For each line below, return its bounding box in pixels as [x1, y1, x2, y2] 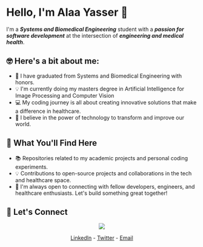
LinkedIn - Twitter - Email [70, 234, 133, 242]
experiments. [15, 163, 48, 171]
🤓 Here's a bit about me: [6, 56, 99, 66]
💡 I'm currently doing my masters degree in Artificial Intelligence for [15, 85, 185, 92]
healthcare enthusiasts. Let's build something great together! [15, 189, 168, 197]
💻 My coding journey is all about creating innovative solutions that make [15, 98, 197, 106]
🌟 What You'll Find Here [6, 138, 97, 148]
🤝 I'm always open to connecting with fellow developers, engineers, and [15, 183, 195, 190]
